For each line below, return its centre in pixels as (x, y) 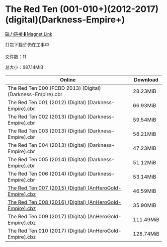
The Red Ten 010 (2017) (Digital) (47, 231)
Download (146, 79)
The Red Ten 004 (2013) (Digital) (47, 145)
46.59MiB (145, 191)
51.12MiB (145, 162)
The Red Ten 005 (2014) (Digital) (47, 159)
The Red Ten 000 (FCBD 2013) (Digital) (54, 88)
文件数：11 (16, 57)
